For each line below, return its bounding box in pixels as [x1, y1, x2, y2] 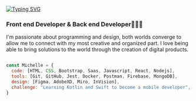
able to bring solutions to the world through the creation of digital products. [6, 46, 189, 53]
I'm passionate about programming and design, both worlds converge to [6, 33, 181, 41]
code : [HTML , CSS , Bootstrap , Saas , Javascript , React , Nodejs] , [11, 68, 175, 74]
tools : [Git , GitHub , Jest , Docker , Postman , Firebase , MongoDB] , [11, 73, 178, 79]
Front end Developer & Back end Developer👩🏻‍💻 [6, 20, 143, 28]
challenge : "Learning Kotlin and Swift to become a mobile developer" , [11, 84, 191, 90]
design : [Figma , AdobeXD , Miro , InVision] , [11, 79, 119, 85]
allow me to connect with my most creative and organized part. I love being [6, 40, 188, 47]
